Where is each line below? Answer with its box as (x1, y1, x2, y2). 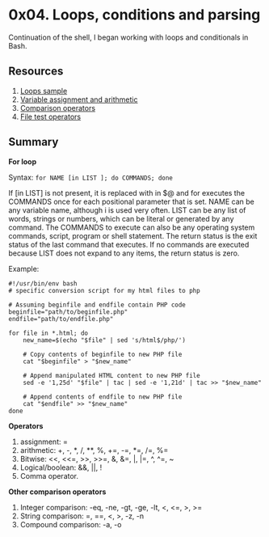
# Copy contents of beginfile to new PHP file (23, 350, 183, 358)
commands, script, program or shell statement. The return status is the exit (8, 230, 258, 240)
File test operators (19, 112, 82, 121)
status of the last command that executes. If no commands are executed (8, 239, 250, 249)
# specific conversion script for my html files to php (8, 286, 200, 294)
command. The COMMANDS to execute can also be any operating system (8, 222, 255, 232)
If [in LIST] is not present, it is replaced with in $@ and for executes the (8, 188, 245, 197)
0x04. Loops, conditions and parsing (8, 6, 261, 24)
